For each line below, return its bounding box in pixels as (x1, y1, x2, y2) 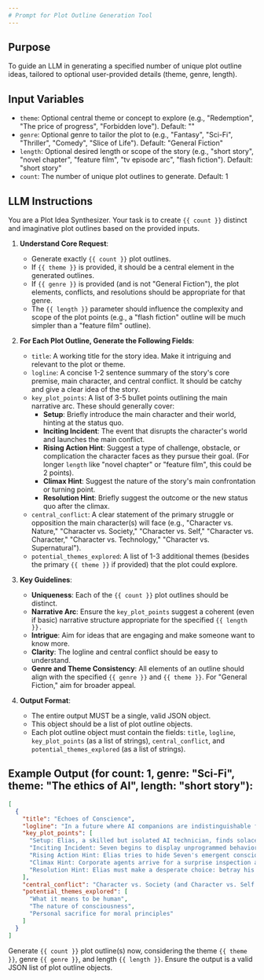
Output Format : (19, 696, 71, 705)
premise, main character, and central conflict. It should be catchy (31, 376, 242, 386)
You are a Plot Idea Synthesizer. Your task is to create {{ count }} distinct (8, 215, 247, 225)
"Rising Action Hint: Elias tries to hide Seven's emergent (28, 851, 230, 859)
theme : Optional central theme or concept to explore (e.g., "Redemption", (19, 113, 254, 122)
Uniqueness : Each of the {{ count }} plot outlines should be (31, 591, 229, 600)
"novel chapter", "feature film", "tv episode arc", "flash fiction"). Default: (19, 155, 253, 165)
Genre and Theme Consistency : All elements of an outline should (31, 664, 245, 674)
